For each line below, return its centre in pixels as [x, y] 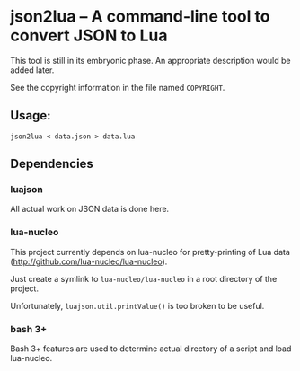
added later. [32, 70]
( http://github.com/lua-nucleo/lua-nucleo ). [89, 261]
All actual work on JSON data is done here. [90, 209]
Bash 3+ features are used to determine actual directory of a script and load [151, 349]
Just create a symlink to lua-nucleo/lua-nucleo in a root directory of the [144, 278]
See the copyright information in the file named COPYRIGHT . [118, 87]
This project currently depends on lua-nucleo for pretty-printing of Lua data [150, 252]
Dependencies [52, 164]
